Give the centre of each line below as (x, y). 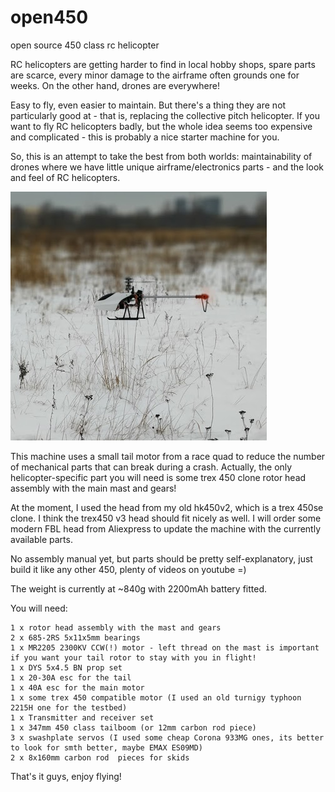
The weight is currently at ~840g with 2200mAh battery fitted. (138, 588)
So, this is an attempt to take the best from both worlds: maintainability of (161, 156)
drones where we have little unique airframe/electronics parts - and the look (167, 167)
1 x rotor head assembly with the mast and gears (116, 627)
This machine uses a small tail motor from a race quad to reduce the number (168, 456)
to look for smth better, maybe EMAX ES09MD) (106, 747)
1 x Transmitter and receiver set (82, 717)
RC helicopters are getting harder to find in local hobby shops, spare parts (163, 64)
